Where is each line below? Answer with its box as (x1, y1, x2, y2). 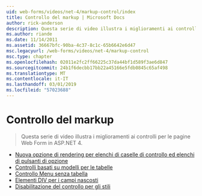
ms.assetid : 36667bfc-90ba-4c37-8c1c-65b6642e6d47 (6, 43, 136, 49)
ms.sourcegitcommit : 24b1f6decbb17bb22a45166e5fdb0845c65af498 (6, 64, 168, 71)
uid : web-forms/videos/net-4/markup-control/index (6, 8, 136, 15)
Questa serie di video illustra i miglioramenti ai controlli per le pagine (20, 133, 191, 140)
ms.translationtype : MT (6, 70, 66, 76)
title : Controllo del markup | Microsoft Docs (6, 14, 125, 20)
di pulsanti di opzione (14, 157, 68, 164)
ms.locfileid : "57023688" (6, 87, 71, 93)
